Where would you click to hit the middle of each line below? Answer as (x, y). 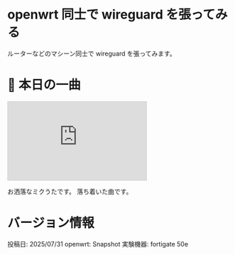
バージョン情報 (51, 223)
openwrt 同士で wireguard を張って (111, 15)
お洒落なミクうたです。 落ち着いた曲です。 (70, 191)
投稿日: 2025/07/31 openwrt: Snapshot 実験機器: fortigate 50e (98, 244)
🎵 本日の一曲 (44, 85)
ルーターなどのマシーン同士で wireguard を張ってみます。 (92, 53)
